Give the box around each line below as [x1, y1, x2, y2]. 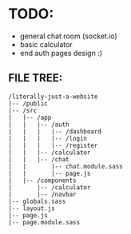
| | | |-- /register [8, 141, 98, 149]
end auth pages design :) [19, 48, 102, 58]
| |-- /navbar [8, 190, 77, 198]
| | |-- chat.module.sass [8, 162, 124, 170]
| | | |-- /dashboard [8, 127, 102, 136]
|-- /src [8, 106, 38, 114]
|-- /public [8, 99, 48, 108]
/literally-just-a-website [8, 93, 98, 101]
